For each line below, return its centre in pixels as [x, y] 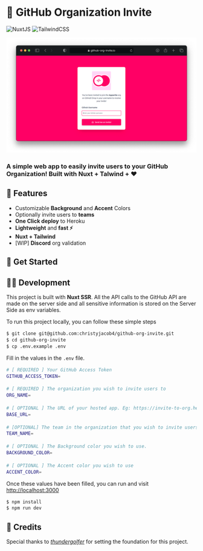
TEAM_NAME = [20, 434]
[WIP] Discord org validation [50, 243]
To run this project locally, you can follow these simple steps [82, 322]
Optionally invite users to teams [55, 214]
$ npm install [24, 502]
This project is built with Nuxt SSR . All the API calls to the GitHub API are [96, 297]
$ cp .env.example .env [36, 346]
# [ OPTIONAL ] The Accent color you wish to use [70, 466]
